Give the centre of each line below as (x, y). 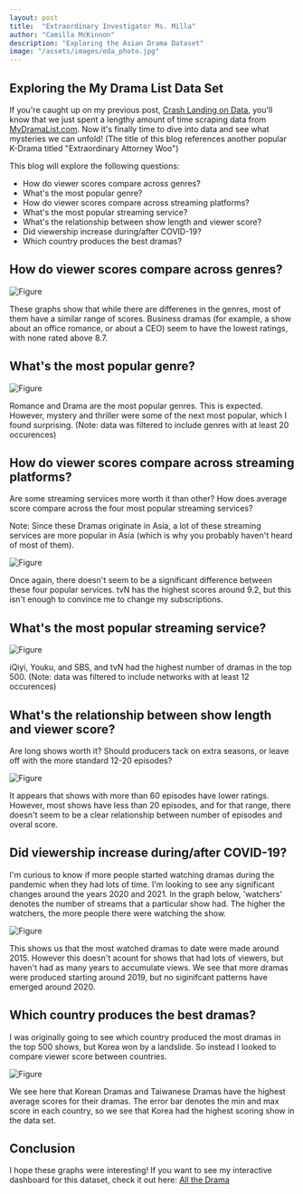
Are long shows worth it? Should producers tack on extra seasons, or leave (149, 751)
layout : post (34, 18)
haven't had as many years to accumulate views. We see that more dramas (149, 967)
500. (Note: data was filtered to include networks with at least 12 (130, 677)
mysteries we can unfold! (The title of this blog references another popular (148, 139)
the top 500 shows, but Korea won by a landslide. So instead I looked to (143, 1046)
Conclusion (43, 1149)
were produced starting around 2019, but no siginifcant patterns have (139, 977)
